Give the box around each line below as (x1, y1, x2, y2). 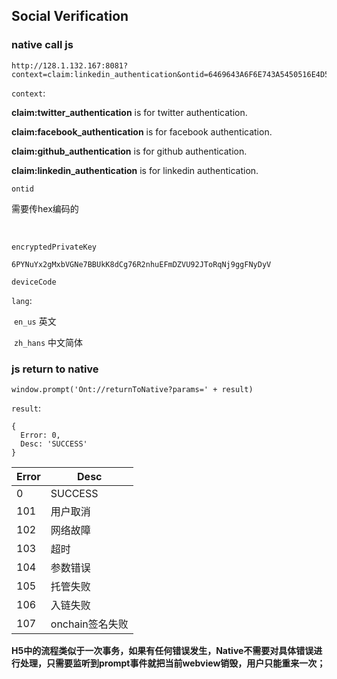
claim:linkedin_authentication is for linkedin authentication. (11, 164, 259, 176)
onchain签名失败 (50, 617, 129, 631)
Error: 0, (20, 430, 61, 440)
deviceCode (11, 277, 57, 287)
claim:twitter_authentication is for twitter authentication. (11, 106, 248, 118)
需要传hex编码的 (11, 202, 79, 214)
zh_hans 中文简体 (13, 336, 83, 348)
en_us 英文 (13, 315, 57, 327)
